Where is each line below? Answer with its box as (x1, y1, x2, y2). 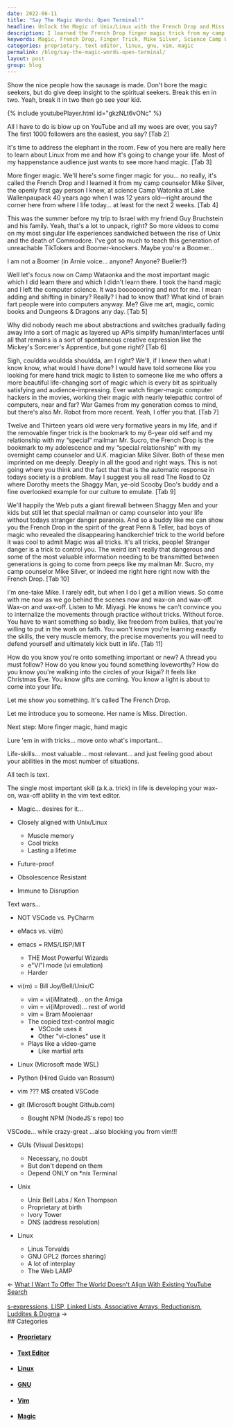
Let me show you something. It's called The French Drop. (7, 696, 171, 704)
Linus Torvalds (27, 1245, 70, 1253)
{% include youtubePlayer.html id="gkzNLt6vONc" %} (7, 109, 162, 117)
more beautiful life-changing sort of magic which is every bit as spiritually (7, 378, 218, 387)
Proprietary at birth (27, 1203, 82, 1211)
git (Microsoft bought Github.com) (17, 1100, 115, 1109)
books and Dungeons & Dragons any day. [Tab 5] (7, 307, 148, 315)
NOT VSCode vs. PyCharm (17, 913, 94, 922)
